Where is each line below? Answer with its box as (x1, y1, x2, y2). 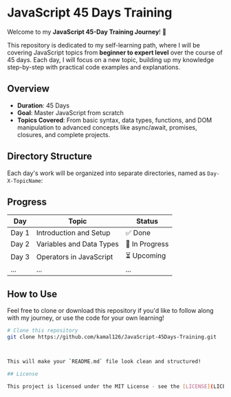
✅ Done (125, 228, 151, 238)
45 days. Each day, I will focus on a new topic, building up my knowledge (7, 55, 214, 63)
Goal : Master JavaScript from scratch (16, 108, 124, 116)
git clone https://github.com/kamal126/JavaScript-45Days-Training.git (7, 334, 217, 340)
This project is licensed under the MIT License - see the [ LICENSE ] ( (7, 383, 214, 390)
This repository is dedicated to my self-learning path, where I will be (7, 41, 201, 49)
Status (136, 216, 158, 226)
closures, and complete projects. (16, 130, 111, 139)
